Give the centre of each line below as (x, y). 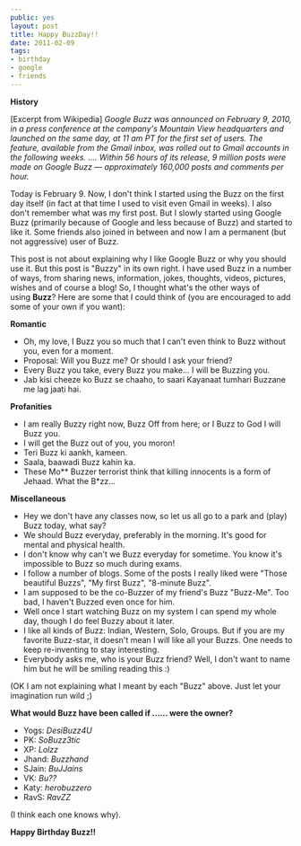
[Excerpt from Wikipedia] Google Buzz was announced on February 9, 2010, (151, 119)
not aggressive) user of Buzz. (64, 241)
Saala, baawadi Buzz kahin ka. (79, 462)
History (25, 101)
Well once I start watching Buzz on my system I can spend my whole (150, 611)
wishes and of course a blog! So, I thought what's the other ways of (135, 287)
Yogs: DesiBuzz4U (57, 730)
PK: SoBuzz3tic (52, 740)
